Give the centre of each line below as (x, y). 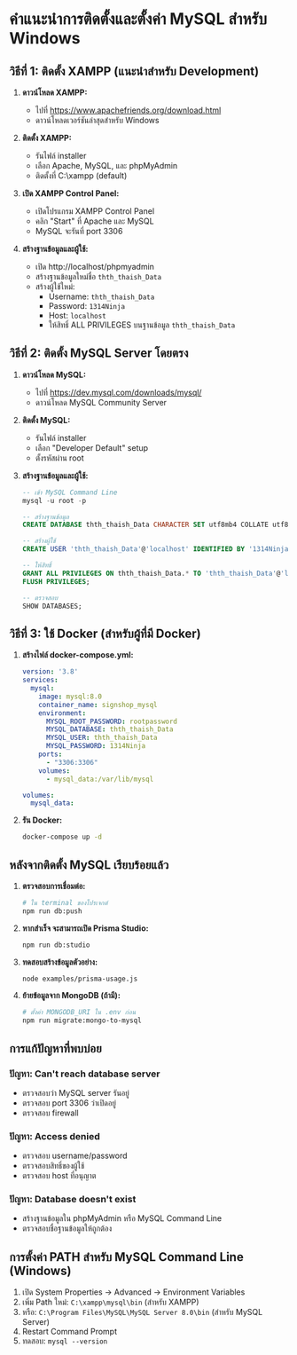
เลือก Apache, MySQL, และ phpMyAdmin (106, 165)
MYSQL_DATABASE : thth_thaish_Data (109, 729)
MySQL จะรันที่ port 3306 (79, 231)
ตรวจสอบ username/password (74, 1156)
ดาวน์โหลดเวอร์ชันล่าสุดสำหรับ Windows (97, 120)
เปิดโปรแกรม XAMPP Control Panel (95, 211)
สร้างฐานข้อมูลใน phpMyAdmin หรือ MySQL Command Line (122, 1218)
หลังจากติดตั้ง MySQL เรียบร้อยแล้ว (89, 865)
